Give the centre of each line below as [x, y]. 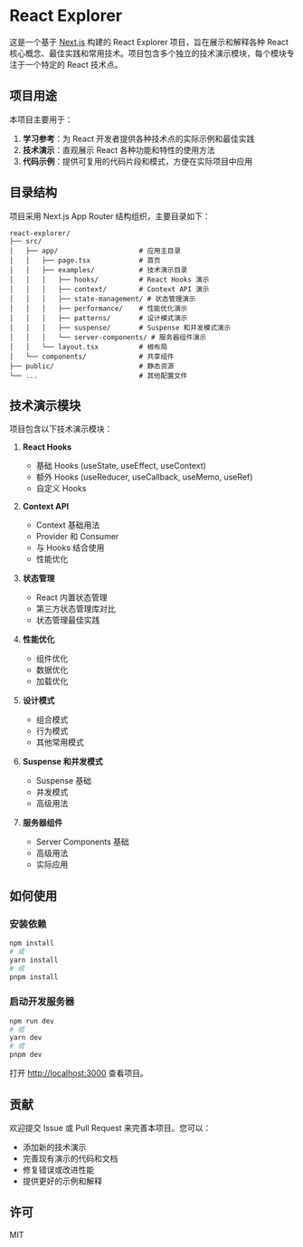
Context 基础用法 [68, 525]
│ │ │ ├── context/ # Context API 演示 [109, 289]
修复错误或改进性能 [58, 1169]
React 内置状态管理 [72, 597]
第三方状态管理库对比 [76, 609]
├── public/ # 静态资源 [92, 366]
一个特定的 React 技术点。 [74, 64]
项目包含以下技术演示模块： [61, 429]
